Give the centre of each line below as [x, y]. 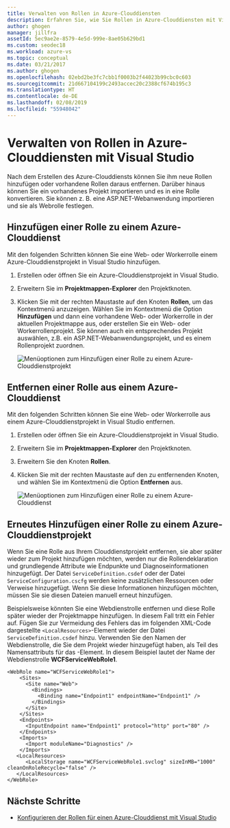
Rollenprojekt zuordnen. [51, 345]
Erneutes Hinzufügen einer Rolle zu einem [99, 524]
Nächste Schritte [44, 801]
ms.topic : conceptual [38, 58]
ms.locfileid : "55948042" [44, 109]
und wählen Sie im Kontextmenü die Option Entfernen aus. [100, 482]
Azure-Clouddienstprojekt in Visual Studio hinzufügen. [84, 262]
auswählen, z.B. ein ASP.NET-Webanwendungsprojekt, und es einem [114, 338]
